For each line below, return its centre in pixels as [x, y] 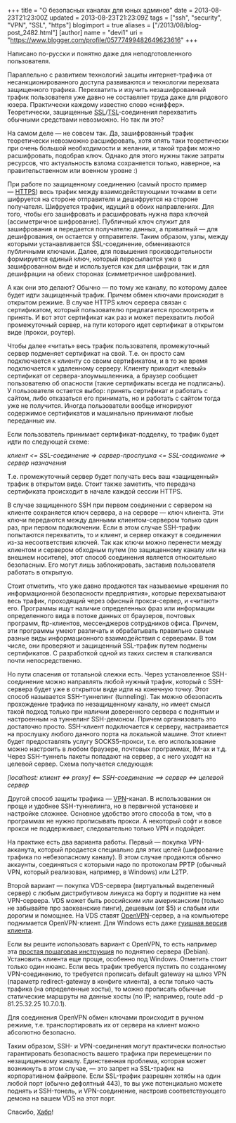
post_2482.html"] [33, 32]
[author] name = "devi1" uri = [101, 32]
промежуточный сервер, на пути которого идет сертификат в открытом [116, 325]
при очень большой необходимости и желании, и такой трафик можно [114, 148]
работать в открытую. [40, 572]
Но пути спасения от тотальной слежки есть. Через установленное [109, 674]
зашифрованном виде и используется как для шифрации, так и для [108, 266]
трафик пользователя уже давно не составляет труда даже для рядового [118, 97]
